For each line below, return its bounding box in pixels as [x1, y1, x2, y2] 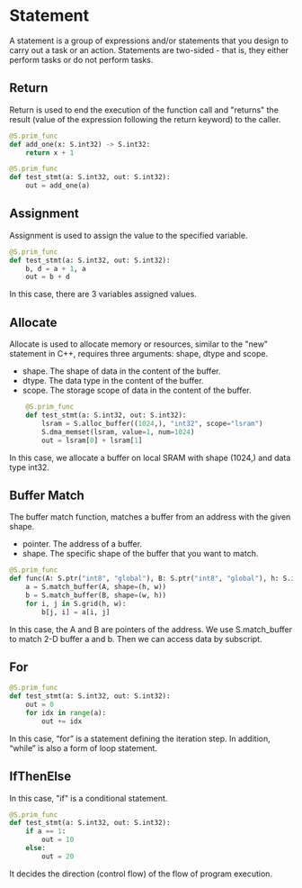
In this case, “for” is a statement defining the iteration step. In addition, [9, 733, 271, 744]
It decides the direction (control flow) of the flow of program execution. [9, 868, 272, 879]
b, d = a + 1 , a [25, 264, 87, 273]
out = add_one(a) [25, 181, 91, 190]
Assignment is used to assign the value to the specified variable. [9, 230, 248, 240]
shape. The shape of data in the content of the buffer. [22, 366, 221, 376]
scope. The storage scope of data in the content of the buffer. [22, 385, 252, 396]
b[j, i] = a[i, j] [41, 607, 111, 617]
